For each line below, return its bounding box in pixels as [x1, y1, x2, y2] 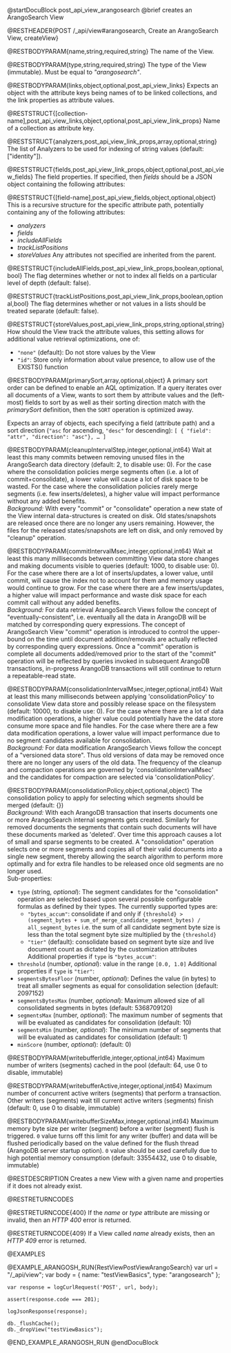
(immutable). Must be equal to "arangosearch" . [7, 68, 142, 76]
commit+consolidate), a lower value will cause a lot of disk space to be [7, 475, 208, 483]
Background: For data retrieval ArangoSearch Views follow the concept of [7, 606, 217, 613]
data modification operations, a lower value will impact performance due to [7, 729, 221, 737]
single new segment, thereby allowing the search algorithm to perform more [7, 852, 223, 860]
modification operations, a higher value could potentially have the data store [7, 714, 223, 722]
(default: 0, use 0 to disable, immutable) [7, 1104, 121, 1112]
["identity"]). [7, 152, 43, 160]
